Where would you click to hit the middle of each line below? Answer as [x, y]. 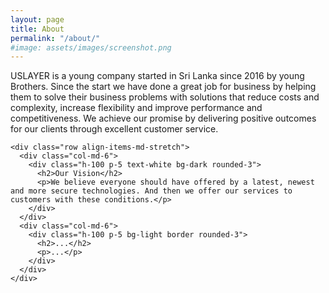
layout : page [37, 19]
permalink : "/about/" [55, 38]
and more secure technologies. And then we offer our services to [151, 191]
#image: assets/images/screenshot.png [91, 47]
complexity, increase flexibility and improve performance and [136, 108]
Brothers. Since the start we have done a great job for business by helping [163, 87]
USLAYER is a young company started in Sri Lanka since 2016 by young [157, 76]
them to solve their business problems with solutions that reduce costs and [165, 97]
